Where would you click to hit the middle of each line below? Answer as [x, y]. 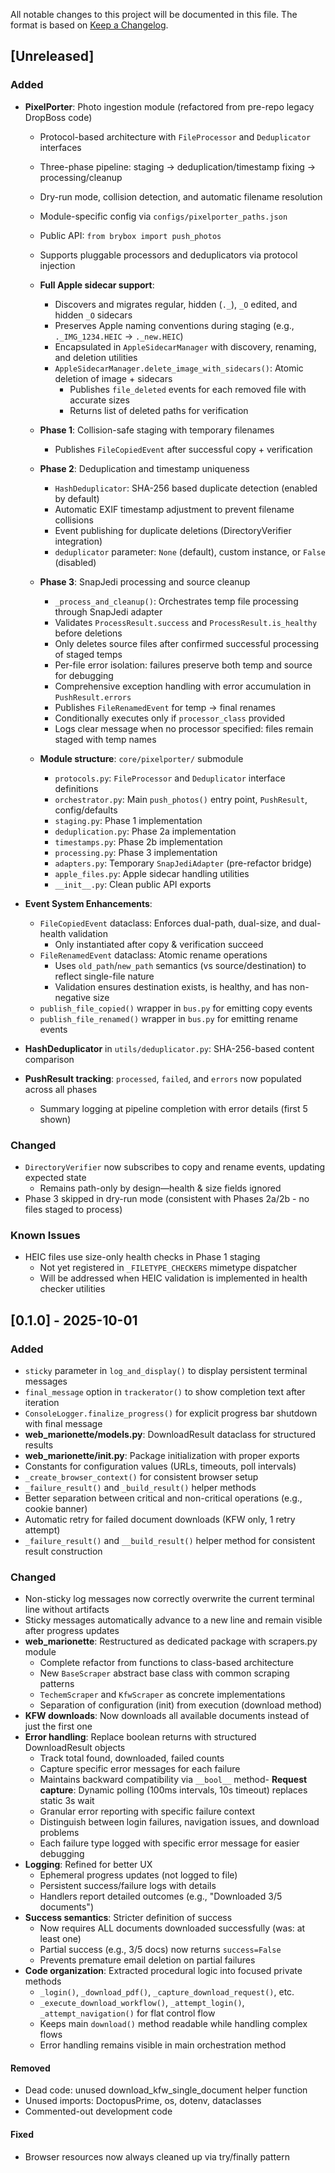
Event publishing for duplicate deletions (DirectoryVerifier [173, 530]
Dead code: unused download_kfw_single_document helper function [166, 2090]
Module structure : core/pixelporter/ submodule [141, 758]
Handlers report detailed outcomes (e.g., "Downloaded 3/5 [161, 1896]
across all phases [61, 1089]
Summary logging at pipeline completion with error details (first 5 [173, 1108]
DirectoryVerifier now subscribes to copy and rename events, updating [175, 1166]
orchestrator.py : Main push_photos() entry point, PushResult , [181, 799]
